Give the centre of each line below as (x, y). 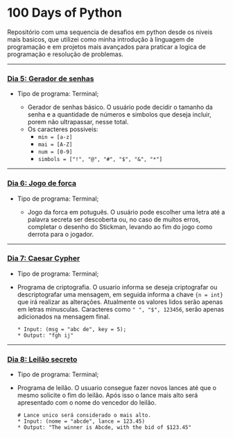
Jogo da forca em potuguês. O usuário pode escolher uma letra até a (126, 212)
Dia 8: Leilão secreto (42, 359)
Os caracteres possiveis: (63, 129)
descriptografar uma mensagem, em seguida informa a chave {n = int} (120, 294)
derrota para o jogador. (61, 234)
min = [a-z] (55, 137)
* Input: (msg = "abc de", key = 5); (72, 329)
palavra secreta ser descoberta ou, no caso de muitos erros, (114, 219)
